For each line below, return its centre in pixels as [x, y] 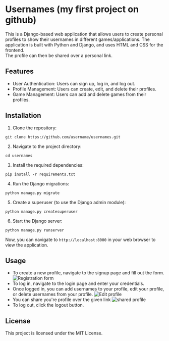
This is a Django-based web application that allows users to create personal [84, 34]
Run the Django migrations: [41, 183]
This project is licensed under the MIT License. [54, 333]
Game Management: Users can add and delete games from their [79, 94]
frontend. [15, 50]
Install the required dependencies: [48, 165]
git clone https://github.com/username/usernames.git [63, 137]
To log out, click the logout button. [48, 305]
